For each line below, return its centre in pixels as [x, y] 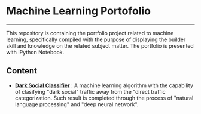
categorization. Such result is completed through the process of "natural [104, 98]
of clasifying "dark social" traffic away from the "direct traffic [90, 91]
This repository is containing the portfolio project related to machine [90, 33]
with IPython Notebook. [35, 52]
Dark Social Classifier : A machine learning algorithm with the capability [104, 85]
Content [22, 71]
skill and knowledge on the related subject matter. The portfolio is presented [100, 45]
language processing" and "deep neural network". [77, 104]
